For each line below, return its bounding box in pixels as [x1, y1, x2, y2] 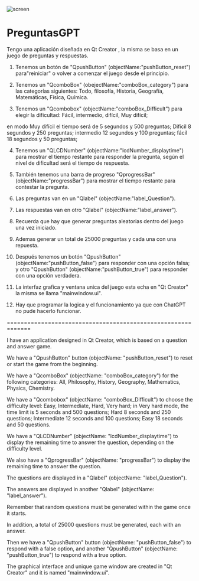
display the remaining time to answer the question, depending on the [6, 439, 174, 446]
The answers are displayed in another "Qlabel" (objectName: [6, 485, 155, 492]
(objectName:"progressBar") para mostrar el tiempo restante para [15, 177, 176, 184]
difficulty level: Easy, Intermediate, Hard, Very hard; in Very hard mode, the [6, 402, 189, 409]
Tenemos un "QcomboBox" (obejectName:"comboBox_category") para [15, 81, 188, 88]
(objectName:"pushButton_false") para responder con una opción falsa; [15, 259, 190, 266]
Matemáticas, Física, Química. [15, 93, 89, 100]
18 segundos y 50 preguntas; [6, 135, 78, 142]
